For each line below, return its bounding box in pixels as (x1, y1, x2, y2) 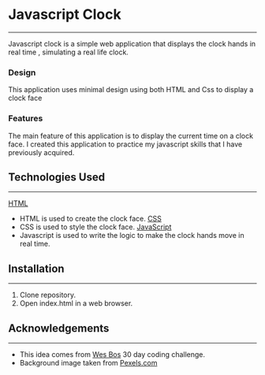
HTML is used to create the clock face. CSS (19, 214, 162, 224)
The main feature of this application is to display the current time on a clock (8, 131, 254, 140)
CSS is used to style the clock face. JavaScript (19, 222, 172, 232)
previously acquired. (8, 147, 75, 157)
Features (8, 113, 43, 124)
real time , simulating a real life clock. (8, 47, 129, 57)
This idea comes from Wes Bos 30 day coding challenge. (19, 349, 206, 359)
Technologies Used (8, 170, 105, 184)
